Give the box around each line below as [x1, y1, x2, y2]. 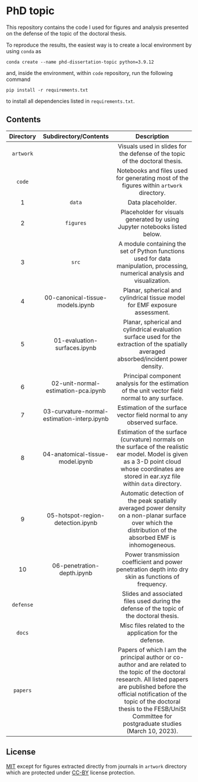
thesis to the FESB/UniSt [118, 705, 186, 713]
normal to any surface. [121, 394, 184, 402]
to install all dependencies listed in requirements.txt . [6, 97, 135, 105]
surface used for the [124, 333, 181, 341]
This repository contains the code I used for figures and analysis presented [6, 24, 189, 31]
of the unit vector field [121, 386, 183, 395]
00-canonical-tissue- [44, 294, 107, 302]
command [6, 76, 31, 83]
